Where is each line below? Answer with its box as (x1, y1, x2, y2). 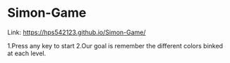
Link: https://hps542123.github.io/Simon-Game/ (7, 28, 146, 36)
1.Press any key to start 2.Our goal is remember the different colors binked (7, 41, 224, 50)
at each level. (7, 49, 47, 57)
